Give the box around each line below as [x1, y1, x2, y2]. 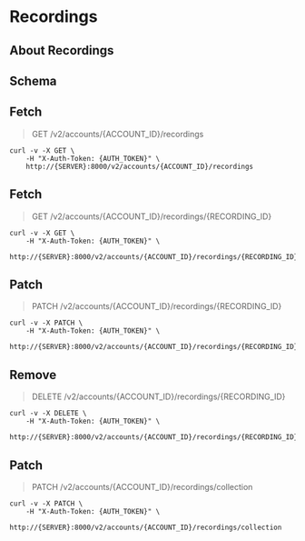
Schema [9, 73, 57, 88]
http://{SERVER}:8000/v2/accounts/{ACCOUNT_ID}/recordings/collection [9, 523, 282, 533]
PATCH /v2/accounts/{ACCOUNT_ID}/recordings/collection [31, 482, 253, 493]
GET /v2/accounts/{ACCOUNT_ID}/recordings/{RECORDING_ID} [31, 211, 272, 222]
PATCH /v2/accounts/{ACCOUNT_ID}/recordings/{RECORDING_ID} [31, 301, 282, 312]
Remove [9, 366, 57, 383]
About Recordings [9, 43, 114, 58]
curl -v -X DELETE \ [9, 409, 88, 418]
